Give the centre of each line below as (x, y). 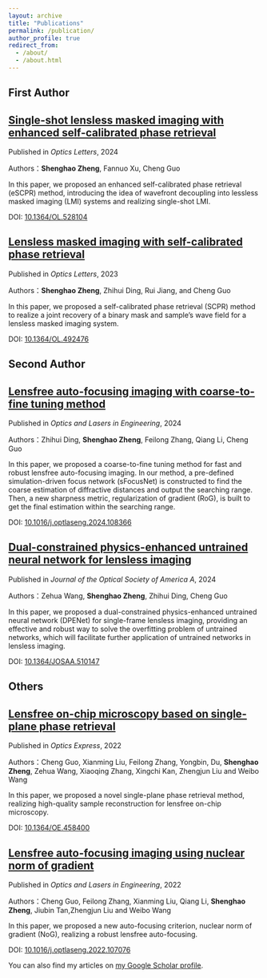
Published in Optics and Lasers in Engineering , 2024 (95, 423)
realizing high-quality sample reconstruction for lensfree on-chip (115, 804)
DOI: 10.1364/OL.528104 (48, 217)
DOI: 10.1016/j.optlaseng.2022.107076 (70, 949)
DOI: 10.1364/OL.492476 (49, 339)
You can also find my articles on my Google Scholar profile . (106, 965)
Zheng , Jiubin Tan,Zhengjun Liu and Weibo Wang (90, 910)
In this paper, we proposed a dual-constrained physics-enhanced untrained (133, 612)
